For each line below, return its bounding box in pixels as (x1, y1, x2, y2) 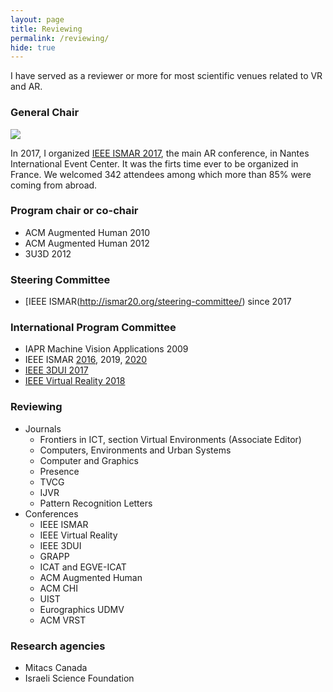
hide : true (10, 42, 56, 53)
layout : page (10, 14, 65, 25)
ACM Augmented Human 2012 (24, 237, 150, 249)
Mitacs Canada (24, 662, 88, 674)
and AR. (10, 81, 43, 93)
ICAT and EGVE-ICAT (39, 561, 127, 573)
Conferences (24, 507, 79, 520)
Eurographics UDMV (39, 603, 125, 615)
